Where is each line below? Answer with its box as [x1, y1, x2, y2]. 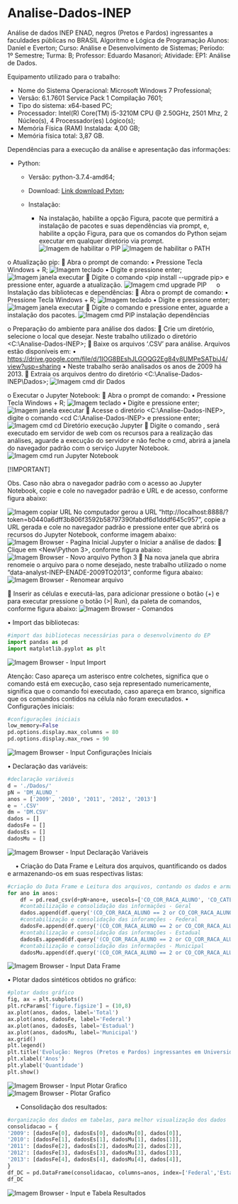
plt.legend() [7, 1042, 46, 1049]
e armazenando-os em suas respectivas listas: [7, 869, 144, 877]
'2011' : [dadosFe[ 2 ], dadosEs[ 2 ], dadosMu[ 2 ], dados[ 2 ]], [7, 1143, 182, 1150]
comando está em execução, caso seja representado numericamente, [7, 679, 211, 688]
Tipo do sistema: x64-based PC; [17, 101, 113, 109]
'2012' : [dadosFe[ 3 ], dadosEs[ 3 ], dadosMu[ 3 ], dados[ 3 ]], [7, 1149, 182, 1156]
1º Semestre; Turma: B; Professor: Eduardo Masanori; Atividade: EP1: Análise [7, 51, 231, 60]
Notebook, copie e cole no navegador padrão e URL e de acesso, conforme [7, 486, 228, 495]
